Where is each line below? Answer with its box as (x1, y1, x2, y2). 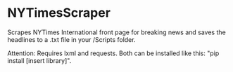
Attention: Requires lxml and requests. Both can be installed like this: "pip (7, 49, 220, 57)
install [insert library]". (7, 56, 72, 64)
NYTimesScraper (7, 5, 111, 21)
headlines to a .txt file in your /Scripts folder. (7, 35, 136, 43)
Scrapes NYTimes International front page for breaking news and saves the (7, 28, 227, 36)
